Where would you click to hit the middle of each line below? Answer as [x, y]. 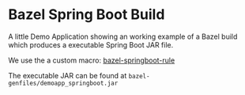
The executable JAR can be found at [68, 75]
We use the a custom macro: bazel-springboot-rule [92, 60]
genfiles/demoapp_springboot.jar [63, 83]
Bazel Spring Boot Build [87, 15]
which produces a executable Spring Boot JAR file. [91, 44]
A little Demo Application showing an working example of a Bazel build [123, 36]
